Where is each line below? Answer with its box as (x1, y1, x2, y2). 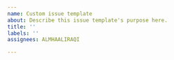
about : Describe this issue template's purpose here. (7, 17, 168, 24)
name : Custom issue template (7, 10, 93, 17)
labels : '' (7, 29, 39, 37)
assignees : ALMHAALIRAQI (7, 36, 80, 43)
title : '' (7, 23, 36, 30)
